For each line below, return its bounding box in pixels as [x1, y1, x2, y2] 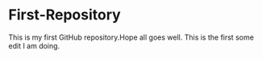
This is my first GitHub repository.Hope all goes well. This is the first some [8, 32, 254, 42]
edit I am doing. [8, 40, 60, 50]
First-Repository [8, 6, 121, 24]
